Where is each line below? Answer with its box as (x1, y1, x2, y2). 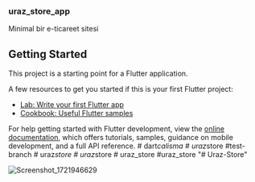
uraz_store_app (8, 6, 71, 17)
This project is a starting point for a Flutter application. (8, 68, 188, 78)
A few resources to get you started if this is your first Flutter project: (8, 85, 233, 94)
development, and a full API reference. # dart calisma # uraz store (8, 141, 224, 151)
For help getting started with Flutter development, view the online (8, 124, 225, 134)
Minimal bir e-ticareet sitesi (8, 24, 99, 34)
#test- (224, 141, 245, 151)
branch (8, 150, 32, 159)
